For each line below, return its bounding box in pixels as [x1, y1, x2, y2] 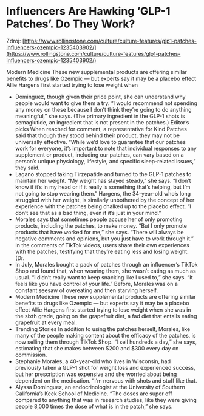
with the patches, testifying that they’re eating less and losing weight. [15, 248, 189, 255]
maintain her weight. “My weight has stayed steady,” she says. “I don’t [15, 177, 191, 184]
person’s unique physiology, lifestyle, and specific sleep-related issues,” [15, 157, 196, 165]
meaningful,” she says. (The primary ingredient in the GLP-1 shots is [15, 112, 185, 120]
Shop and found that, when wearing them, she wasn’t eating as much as [15, 267, 196, 274]
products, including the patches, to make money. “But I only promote [15, 222, 187, 229]
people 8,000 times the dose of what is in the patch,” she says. [15, 403, 173, 410]
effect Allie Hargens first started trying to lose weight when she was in [15, 305, 191, 313]
